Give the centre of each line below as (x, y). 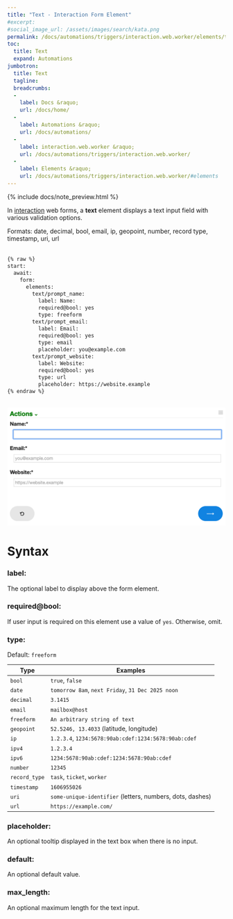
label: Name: (57, 301)
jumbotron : (23, 66)
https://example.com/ (81, 807)
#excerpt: (21, 22)
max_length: (29, 893)
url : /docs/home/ (45, 110)
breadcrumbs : (32, 88)
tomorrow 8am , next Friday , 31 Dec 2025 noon (114, 690)
